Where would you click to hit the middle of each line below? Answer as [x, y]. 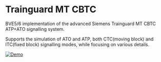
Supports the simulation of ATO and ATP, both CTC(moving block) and [79, 39]
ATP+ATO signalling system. [35, 29]
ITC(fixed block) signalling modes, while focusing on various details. [77, 44]
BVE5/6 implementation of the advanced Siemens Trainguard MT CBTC [81, 24]
